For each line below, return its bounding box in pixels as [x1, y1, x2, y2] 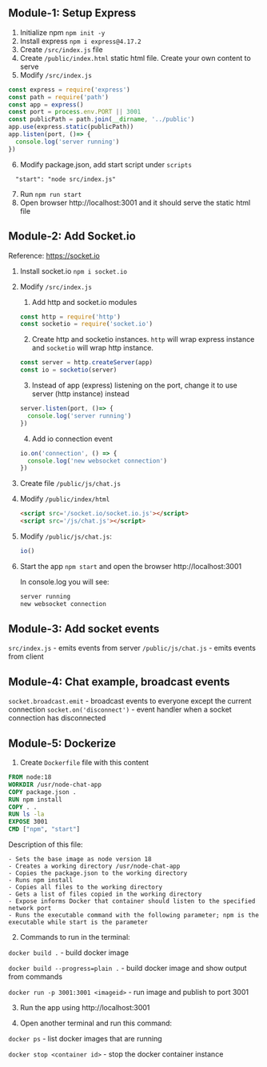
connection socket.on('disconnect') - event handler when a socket [8, 704, 232, 715]
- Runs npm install [8, 876, 74, 884]
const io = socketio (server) [19, 366, 118, 375]
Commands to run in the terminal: [19, 933, 130, 942]
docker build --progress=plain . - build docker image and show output [8, 964, 247, 973]
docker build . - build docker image [8, 948, 130, 957]
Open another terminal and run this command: [19, 1018, 173, 1028]
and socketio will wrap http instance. [31, 343, 154, 353]
